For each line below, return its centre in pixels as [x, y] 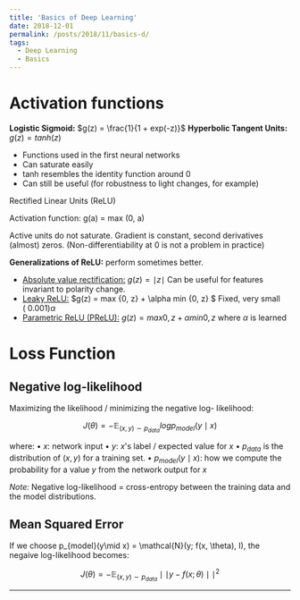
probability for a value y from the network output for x [108, 469]
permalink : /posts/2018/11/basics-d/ [79, 34]
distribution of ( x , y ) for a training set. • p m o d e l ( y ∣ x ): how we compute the [146, 459]
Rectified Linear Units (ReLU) [62, 200]
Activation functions [87, 103]
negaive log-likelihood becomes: [69, 555]
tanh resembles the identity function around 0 [106, 173]
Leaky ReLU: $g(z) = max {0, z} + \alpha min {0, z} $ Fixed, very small [151, 298]
